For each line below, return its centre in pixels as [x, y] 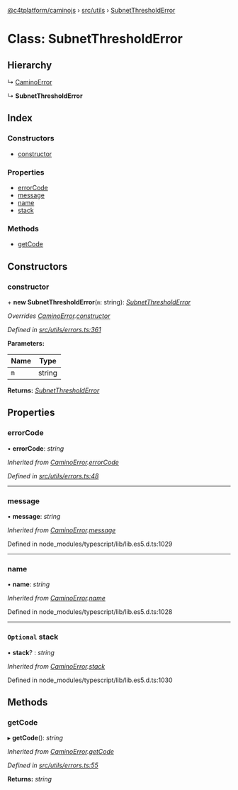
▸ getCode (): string [35, 738]
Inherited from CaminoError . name [57, 598]
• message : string [34, 516]
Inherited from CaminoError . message [62, 530]
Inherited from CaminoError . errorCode [63, 462]
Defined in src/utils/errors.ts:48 [53, 476]
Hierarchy [30, 65]
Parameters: [26, 343]
